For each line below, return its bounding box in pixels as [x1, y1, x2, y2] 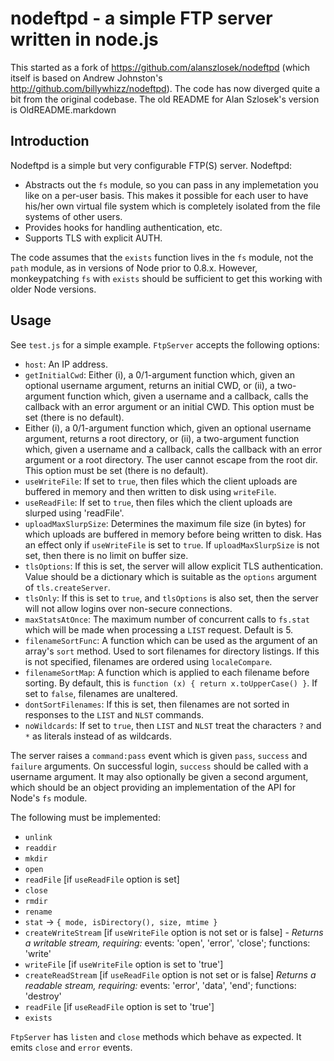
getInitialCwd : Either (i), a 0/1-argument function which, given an [24, 368, 295, 381]
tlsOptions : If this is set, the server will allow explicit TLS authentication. [24, 560, 324, 572]
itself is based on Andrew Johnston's [10, 72, 163, 84]
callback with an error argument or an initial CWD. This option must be [24, 400, 315, 412]
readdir [24, 843, 57, 853]
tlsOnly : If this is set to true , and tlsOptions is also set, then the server [24, 592, 319, 604]
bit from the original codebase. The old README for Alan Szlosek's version [10, 93, 320, 105]
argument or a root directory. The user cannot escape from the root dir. [24, 453, 318, 466]
